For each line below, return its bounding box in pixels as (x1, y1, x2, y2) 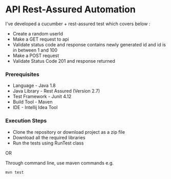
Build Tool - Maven (12, 99, 53, 105)
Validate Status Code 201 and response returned (12, 58, 115, 64)
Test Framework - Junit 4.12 (12, 94, 72, 100)
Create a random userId (12, 30, 63, 37)
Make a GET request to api (12, 36, 69, 42)
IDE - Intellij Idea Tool (12, 104, 58, 111)
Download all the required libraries (12, 134, 85, 140)
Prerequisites (5, 70, 39, 78)
